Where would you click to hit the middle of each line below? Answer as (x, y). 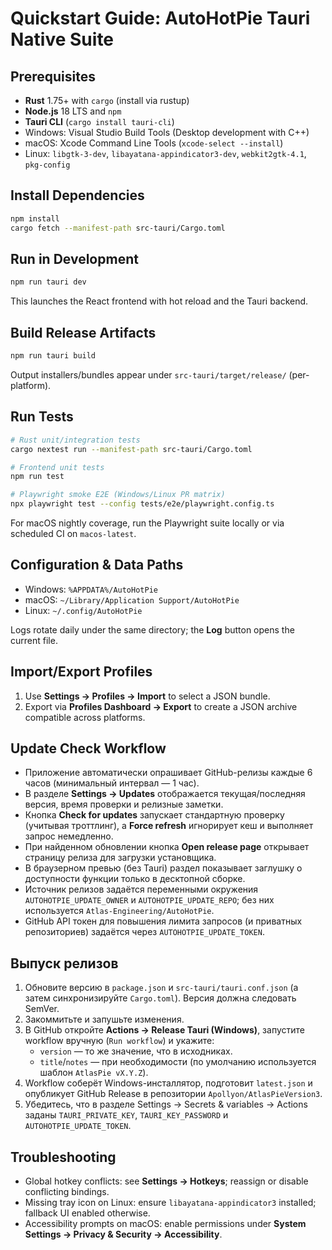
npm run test (37, 477)
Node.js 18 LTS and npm (73, 111)
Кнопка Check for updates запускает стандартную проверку (154, 815)
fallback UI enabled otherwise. (87, 1213)
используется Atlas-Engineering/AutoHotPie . (119, 911)
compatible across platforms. (85, 717)
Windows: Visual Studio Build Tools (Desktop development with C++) (167, 132)
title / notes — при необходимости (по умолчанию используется (178, 1062)
